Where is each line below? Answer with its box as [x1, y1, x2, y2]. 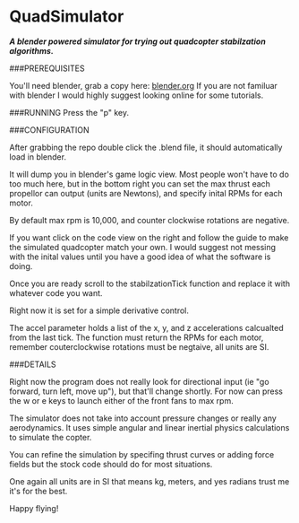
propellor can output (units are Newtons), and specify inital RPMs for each [9, 187, 284, 198]
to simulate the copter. [9, 431, 92, 442]
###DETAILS [9, 359, 56, 370]
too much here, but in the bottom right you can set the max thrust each [9, 178, 271, 189]
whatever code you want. [9, 287, 103, 298]
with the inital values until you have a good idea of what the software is [9, 251, 271, 262]
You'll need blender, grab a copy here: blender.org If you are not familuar [9, 80, 278, 91]
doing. [9, 260, 33, 271]
